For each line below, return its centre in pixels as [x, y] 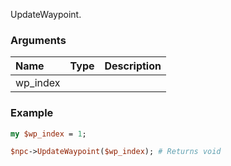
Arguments [38, 40]
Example [32, 113]
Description [133, 66]
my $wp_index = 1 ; [48, 134]
